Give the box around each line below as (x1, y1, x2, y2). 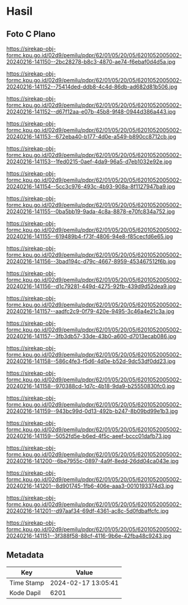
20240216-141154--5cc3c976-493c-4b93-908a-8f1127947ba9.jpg (6, 183, 176, 190)
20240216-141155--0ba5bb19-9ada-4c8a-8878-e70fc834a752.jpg (6, 208, 175, 215)
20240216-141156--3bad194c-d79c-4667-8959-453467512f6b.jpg (6, 258, 176, 265)
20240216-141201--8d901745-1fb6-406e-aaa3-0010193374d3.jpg (6, 482, 174, 490)
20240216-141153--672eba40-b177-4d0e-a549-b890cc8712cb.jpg (6, 133, 176, 140)
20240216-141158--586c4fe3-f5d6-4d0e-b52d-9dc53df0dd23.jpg (6, 357, 176, 365)
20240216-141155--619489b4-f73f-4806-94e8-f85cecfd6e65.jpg (6, 233, 173, 240)
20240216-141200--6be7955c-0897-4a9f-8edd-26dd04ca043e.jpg (6, 458, 179, 464)
